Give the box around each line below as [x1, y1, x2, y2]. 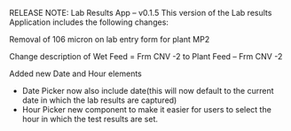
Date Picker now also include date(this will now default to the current [21, 86, 274, 96]
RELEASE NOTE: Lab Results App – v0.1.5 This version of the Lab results [9, 8, 272, 18]
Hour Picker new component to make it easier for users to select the [21, 104, 272, 114]
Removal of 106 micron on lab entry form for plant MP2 [9, 35, 210, 44]
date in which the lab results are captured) [21, 95, 177, 105]
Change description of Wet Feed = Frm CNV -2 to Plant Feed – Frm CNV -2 [9, 51, 283, 61]
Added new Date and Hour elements [9, 68, 142, 79]
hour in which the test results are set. [21, 114, 158, 124]
